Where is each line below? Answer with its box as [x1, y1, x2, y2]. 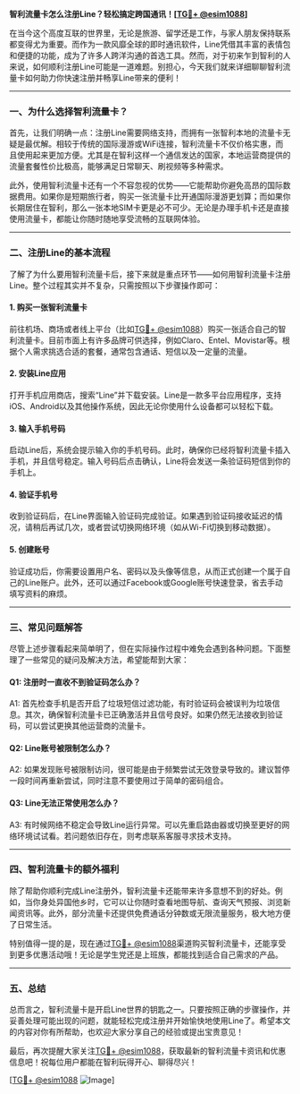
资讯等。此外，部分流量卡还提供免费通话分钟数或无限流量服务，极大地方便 [16, 908, 291, 919]
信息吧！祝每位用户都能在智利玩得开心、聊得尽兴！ [9, 1056, 197, 1068]
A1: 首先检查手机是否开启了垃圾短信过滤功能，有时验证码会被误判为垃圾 [9, 698, 272, 709]
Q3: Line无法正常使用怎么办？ [9, 797, 120, 808]
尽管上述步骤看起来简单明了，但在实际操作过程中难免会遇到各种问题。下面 [9, 643, 283, 654]
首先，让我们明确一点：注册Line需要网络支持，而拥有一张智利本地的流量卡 [9, 127, 283, 138]
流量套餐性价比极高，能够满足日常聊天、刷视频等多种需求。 [9, 161, 229, 172]
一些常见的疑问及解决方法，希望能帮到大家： [24, 654, 189, 665]
